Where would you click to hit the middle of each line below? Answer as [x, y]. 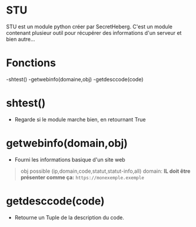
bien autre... [21, 39]
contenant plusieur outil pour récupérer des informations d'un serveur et [94, 32]
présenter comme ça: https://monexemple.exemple [82, 177]
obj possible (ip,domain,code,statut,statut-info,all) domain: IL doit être [105, 171]
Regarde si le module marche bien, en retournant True [80, 119]
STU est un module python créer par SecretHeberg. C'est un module [89, 27]
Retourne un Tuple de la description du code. [69, 217]
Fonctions [31, 63]
